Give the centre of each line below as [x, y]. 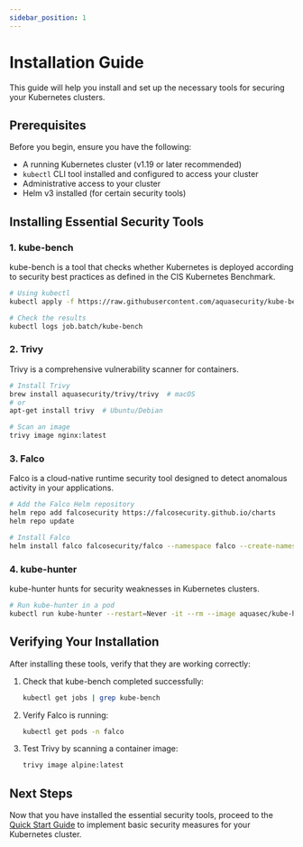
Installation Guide [77, 62]
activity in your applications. [62, 488]
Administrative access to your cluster [92, 184]
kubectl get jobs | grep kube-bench [91, 698]
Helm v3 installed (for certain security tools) [104, 193]
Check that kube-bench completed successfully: [113, 681]
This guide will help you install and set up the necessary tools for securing [147, 88]
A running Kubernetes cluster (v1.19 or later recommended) [132, 164]
